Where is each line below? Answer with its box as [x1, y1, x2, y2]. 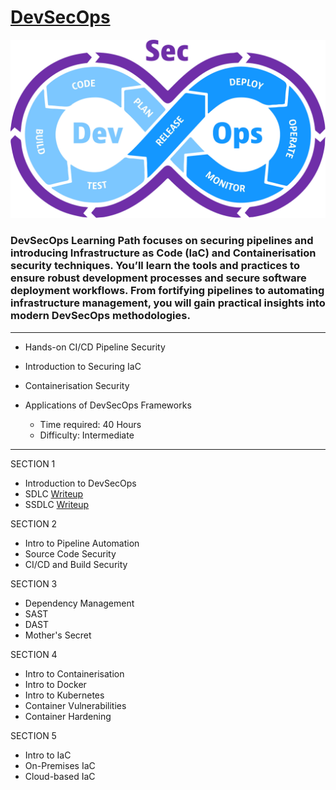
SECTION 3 [10, 577, 58, 590]
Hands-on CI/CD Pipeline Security [24, 341, 166, 353]
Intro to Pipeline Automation [24, 537, 140, 549]
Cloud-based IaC [24, 770, 96, 782]
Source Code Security [24, 547, 117, 560]
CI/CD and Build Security [24, 558, 128, 570]
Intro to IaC [24, 749, 72, 761]
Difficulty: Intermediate [39, 429, 135, 441]
